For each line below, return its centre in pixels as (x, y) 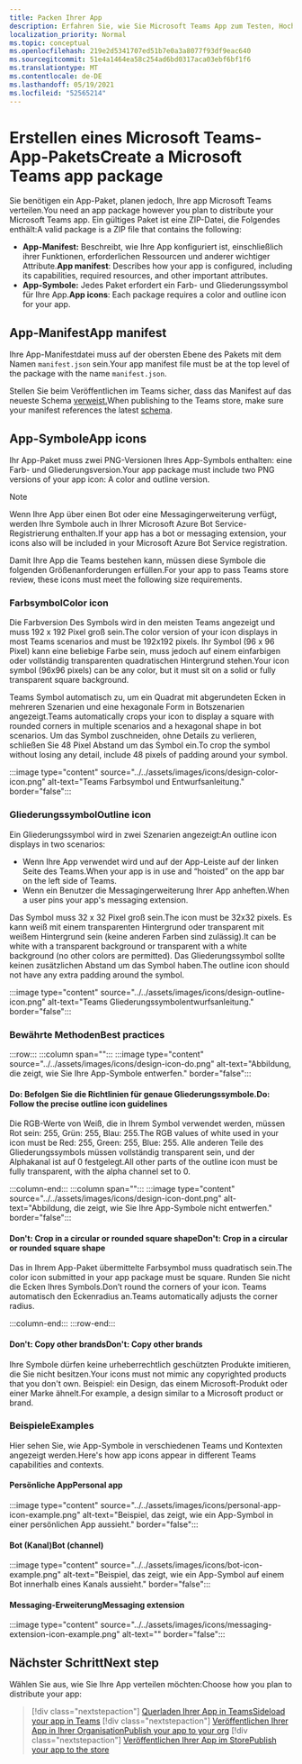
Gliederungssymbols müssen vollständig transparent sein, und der (132, 1152)
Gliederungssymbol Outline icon (80, 814)
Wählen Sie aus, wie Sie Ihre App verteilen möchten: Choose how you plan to (151, 1685)
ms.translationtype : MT (54, 68)
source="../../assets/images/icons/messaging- (186, 1625)
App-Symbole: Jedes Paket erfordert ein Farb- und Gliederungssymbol (155, 286)
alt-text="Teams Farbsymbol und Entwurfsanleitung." (146, 782)
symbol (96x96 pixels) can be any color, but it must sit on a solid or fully (142, 670)
